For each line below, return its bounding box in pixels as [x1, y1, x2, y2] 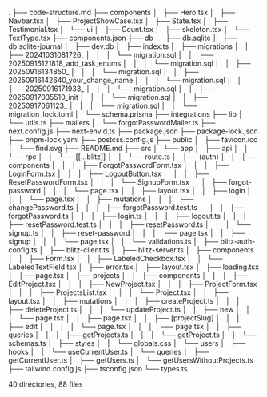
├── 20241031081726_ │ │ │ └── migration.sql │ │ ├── [8, 50, 214, 59]
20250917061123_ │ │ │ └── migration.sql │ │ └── [8, 101, 197, 110]
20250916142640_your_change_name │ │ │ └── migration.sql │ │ [8, 76, 242, 85]
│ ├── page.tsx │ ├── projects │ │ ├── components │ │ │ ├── [8, 271, 248, 280]
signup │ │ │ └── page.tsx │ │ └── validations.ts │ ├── [8, 236, 219, 246]
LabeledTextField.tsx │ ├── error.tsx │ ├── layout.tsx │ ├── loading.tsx [8, 262, 260, 272]
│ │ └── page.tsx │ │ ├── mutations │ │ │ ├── [8, 194, 194, 204]
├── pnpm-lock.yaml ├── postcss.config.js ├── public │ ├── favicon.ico [8, 135, 258, 144]
